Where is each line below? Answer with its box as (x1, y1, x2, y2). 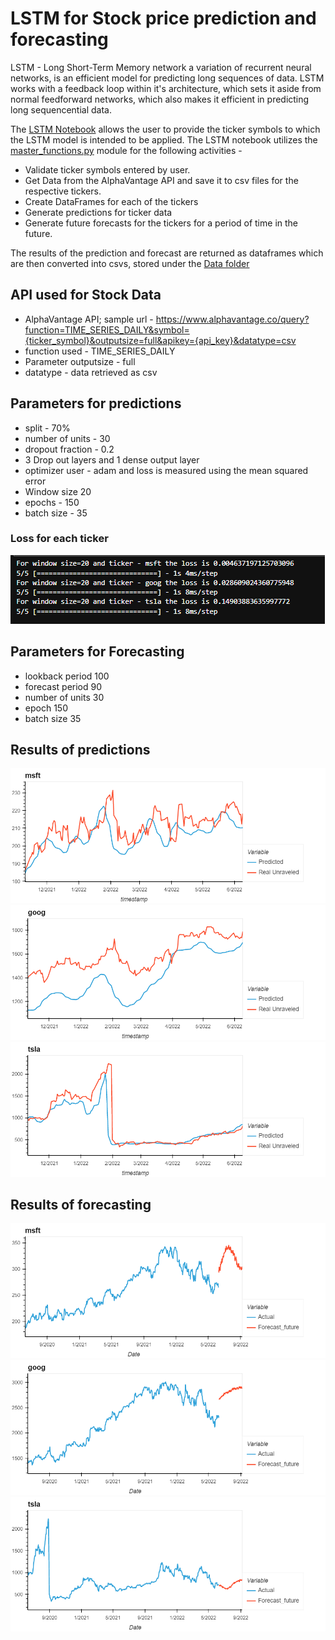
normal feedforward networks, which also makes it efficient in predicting (10, 93, 310, 105)
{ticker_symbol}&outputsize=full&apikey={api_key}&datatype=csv (24, 334, 297, 346)
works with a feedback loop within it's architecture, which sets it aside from (10, 82, 322, 94)
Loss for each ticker (10, 532, 109, 546)
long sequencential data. (10, 103, 112, 116)
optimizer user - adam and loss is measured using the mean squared (24, 464, 309, 476)
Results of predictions (10, 742, 151, 759)
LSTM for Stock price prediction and (10, 7, 317, 30)
